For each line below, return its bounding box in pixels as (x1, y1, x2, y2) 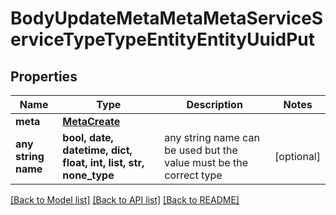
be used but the (164, 143, 238, 157)
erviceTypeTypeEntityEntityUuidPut (10, 28, 316, 51)
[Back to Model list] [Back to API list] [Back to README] (10, 194, 240, 206)
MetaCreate (62, 115, 121, 128)
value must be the (164, 156, 248, 169)
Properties (10, 68, 78, 85)
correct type (164, 168, 223, 182)
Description (186, 98, 243, 111)
